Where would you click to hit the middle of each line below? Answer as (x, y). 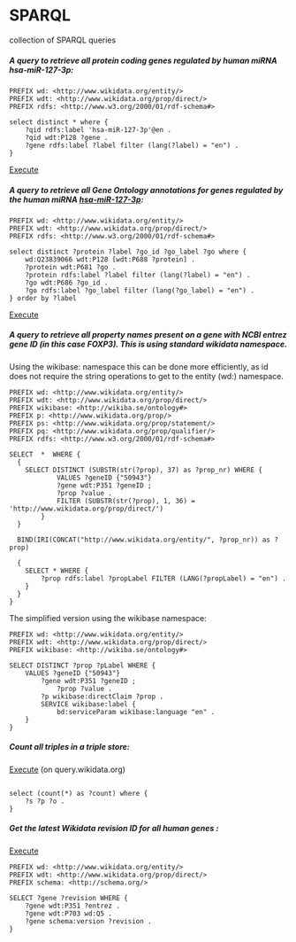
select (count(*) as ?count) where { (79, 793)
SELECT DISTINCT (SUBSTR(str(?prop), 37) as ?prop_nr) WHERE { (144, 470)
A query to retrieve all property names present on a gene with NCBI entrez (148, 335)
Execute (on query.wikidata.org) (68, 769)
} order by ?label (43, 298)
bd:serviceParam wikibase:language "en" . (136, 712)
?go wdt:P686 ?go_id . (67, 283)
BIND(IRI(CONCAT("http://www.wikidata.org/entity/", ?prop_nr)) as (144, 540)
